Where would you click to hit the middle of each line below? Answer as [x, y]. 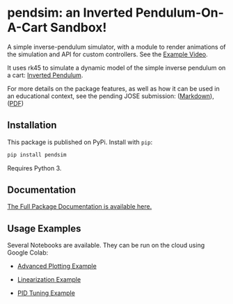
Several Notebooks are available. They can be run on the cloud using [106, 246]
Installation [32, 126]
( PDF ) [16, 103]
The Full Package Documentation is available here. [80, 207]
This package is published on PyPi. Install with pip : [80, 142]
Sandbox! [78, 27]
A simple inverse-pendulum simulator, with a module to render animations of [116, 47]
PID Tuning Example [46, 293]
